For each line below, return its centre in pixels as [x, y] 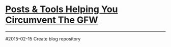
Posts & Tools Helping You [62, 9]
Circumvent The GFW [52, 20]
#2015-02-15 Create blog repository [43, 38]
